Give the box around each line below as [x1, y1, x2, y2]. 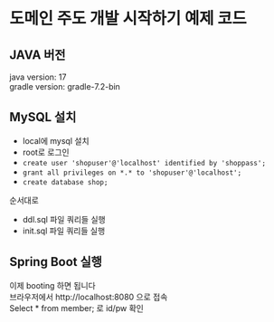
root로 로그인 [22, 147, 70, 157]
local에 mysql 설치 [22, 135, 90, 146]
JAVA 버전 [9, 47, 66, 62]
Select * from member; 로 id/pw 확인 [9, 302, 145, 313]
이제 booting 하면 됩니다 [9, 279, 97, 290]
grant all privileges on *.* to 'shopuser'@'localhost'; [22, 168, 242, 177]
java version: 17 [9, 71, 67, 82]
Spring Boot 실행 [9, 254, 102, 270]
